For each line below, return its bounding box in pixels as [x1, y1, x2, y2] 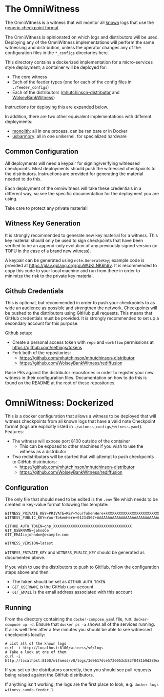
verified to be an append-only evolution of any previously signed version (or [5, 242, 158, 248]
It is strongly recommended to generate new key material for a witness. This [5, 232, 158, 238]
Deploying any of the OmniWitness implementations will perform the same [5, 39, 155, 45]
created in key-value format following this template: [5, 501, 109, 508]
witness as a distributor [19, 449, 67, 455]
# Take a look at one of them [5, 650, 67, 655]
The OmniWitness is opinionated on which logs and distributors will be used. [5, 34, 159, 40]
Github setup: [5, 330, 33, 336]
